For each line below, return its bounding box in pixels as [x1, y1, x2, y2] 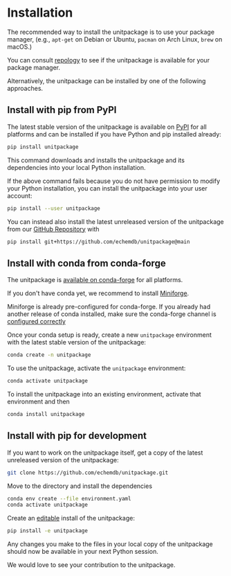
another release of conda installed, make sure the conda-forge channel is [7, 310, 216, 318]
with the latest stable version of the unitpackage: [7, 338, 147, 347]
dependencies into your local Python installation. [7, 163, 146, 171]
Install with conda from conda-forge [7, 257, 166, 269]
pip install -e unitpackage [7, 527, 89, 534]
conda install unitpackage [7, 410, 85, 417]
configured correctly [7, 317, 66, 326]
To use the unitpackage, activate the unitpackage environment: [7, 364, 186, 372]
